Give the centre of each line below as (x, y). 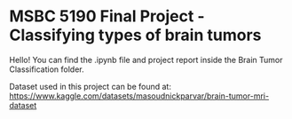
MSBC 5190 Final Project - (107, 16)
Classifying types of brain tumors (135, 35)
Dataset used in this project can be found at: (90, 86)
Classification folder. (47, 69)
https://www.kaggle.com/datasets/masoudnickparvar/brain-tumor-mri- (139, 96)
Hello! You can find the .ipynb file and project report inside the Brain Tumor (146, 59)
